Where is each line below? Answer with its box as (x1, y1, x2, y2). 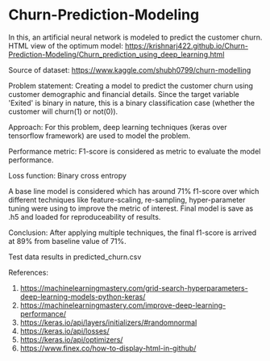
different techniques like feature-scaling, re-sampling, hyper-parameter (8, 195, 246, 204)
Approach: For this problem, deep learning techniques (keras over (8, 122, 227, 132)
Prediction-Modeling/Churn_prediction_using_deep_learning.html (8, 49, 225, 59)
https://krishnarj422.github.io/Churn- (124, 40, 248, 50)
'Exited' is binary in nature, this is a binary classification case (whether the (8, 98, 255, 107)
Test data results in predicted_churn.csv (8, 252, 142, 262)
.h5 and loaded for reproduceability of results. (8, 212, 161, 221)
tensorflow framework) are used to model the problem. (8, 131, 191, 141)
